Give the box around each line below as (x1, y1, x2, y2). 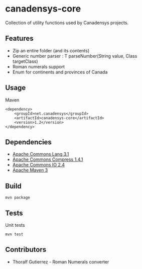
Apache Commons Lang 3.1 (12, 151, 69, 157)
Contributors (5, 245, 47, 254)
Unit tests (5, 222, 25, 228)
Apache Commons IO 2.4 (12, 162, 65, 168)
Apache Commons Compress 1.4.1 (12, 156, 83, 162)
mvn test (5, 232, 24, 237)
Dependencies (5, 138, 52, 146)
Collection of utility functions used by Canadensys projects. (5, 20, 129, 26)
